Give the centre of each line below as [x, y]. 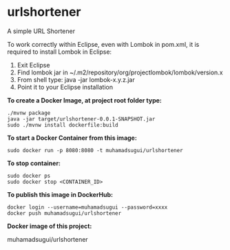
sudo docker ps [29, 176]
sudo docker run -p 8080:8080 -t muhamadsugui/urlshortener [95, 150]
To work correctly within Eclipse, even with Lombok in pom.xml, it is [103, 44]
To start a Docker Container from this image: [72, 138]
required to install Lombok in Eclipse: [60, 52]
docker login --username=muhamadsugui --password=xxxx [87, 207]
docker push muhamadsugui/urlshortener [64, 213]
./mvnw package [29, 113]
